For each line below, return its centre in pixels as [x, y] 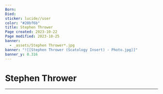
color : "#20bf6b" [23, 23]
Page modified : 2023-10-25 [32, 37]
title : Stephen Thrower [29, 27]
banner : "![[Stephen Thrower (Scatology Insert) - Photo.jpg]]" [71, 50]
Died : [10, 14]
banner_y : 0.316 [21, 54]
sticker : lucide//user [28, 18]
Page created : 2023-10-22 [31, 32]
